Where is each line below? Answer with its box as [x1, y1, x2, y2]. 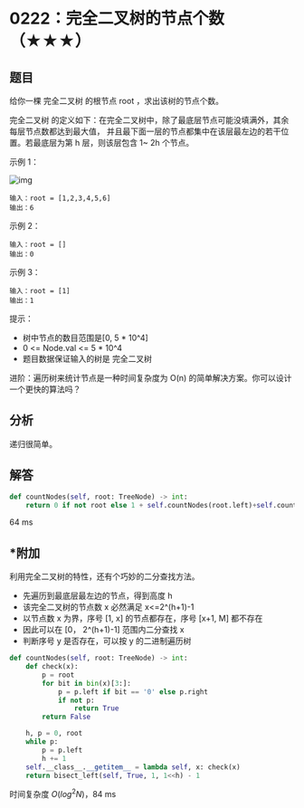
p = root [42, 670, 75, 680]
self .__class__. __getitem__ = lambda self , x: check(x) [25, 762, 242, 772]
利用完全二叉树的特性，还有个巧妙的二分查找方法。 [9, 571, 200, 582]
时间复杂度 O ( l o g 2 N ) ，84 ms [9, 787, 117, 800]
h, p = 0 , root [25, 729, 83, 738]
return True [73, 704, 119, 713]
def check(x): [25, 662, 79, 671]
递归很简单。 [9, 438, 57, 449]
